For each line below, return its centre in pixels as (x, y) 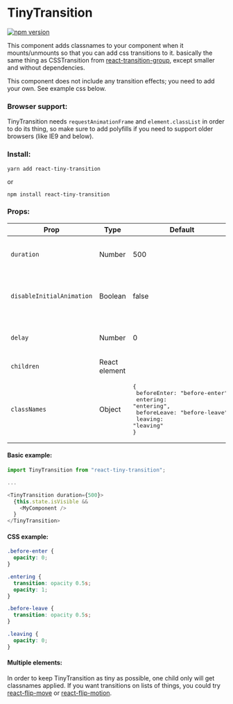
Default (182, 229)
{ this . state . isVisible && (51, 501)
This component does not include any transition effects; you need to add (111, 81)
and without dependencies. (46, 67)
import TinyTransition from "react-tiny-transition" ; (87, 470)
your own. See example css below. (57, 88)
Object (110, 409)
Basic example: (30, 455)
